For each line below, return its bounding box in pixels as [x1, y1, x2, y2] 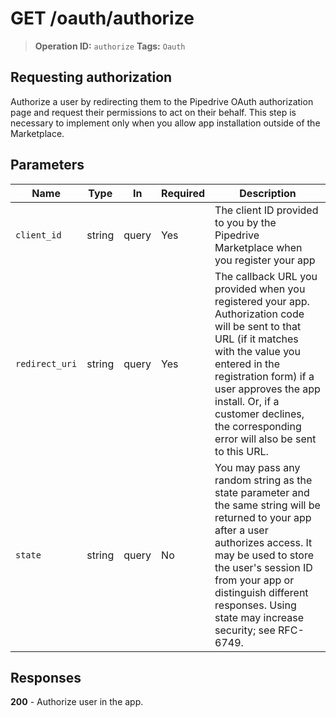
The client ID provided [214, 203, 319, 217]
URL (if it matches [214, 332, 299, 346]
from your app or [214, 573, 295, 587]
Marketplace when [214, 240, 303, 254]
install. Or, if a [214, 394, 280, 408]
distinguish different [214, 585, 309, 599]
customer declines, [214, 407, 305, 421]
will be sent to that [214, 319, 302, 333]
